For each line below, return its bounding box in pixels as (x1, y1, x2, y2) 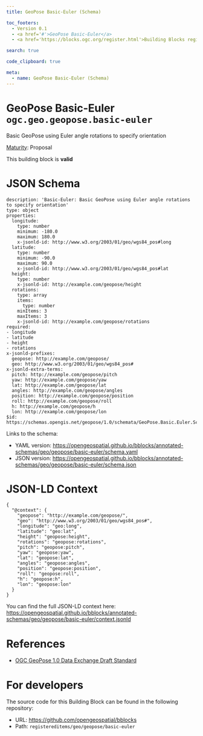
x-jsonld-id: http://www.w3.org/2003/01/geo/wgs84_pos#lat (17, 265, 169, 271)
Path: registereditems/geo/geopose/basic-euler (14, 723, 135, 730)
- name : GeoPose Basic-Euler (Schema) (11, 75, 110, 81)
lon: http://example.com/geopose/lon (11, 408, 107, 415)
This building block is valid (6, 155, 73, 162)
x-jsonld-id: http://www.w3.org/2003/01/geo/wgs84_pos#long (17, 239, 172, 245)
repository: (6, 705, 34, 712)
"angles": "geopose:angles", (17, 560, 91, 566)
